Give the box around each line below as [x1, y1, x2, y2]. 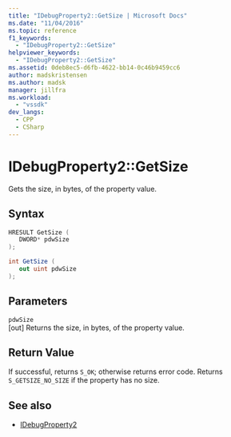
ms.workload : [8, 93, 52, 101]
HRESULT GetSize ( [8, 228, 70, 236]
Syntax [8, 207, 45, 220]
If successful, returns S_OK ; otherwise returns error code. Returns [8, 367, 223, 376]
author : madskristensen [8, 71, 88, 79]
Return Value [8, 345, 74, 360]
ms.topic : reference [8, 26, 78, 34]
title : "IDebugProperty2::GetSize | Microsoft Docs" [8, 11, 188, 20]
